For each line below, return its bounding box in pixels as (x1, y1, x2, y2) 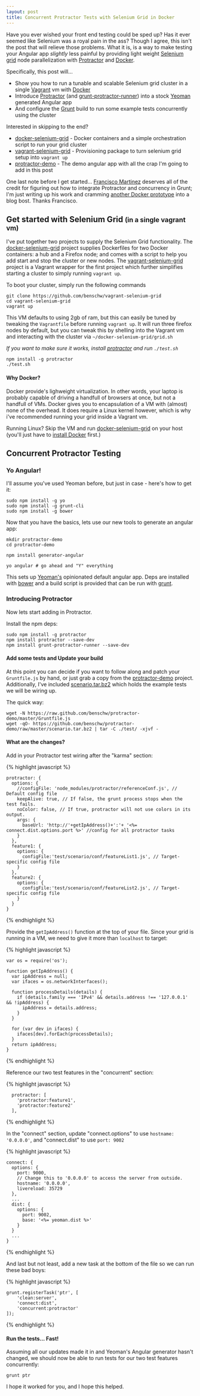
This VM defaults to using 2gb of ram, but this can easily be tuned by (6, 314, 176, 321)
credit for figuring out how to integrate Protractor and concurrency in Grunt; (6, 184, 193, 192)
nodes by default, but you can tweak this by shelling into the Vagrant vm (6, 327, 184, 334)
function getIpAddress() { (6, 968, 73, 974)
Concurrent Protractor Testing (6, 448, 121, 458)
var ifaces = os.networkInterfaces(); (11, 979, 109, 985)
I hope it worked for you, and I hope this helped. (6, 1383, 124, 1390)
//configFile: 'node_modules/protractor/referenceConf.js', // (17, 785, 178, 791)
